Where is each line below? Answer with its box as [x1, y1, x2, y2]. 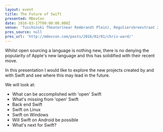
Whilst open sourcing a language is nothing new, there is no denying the [5, 47, 149, 53]
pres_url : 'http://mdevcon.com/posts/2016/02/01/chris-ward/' [5, 34, 133, 39]
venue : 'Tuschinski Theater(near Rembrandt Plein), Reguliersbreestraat [5, 25, 155, 30]
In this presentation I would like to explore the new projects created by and [5, 67, 154, 73]
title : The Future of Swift [5, 12, 62, 16]
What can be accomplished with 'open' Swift [12, 91, 102, 97]
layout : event [5, 7, 34, 12]
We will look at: [5, 82, 35, 87]
